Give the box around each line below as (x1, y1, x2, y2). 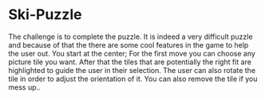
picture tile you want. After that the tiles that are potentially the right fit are (8, 57, 251, 67)
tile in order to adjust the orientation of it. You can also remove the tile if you (8, 74, 258, 83)
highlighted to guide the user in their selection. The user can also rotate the (8, 65, 256, 75)
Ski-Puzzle (8, 6, 82, 24)
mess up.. (8, 82, 42, 92)
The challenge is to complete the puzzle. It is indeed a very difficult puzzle (8, 32, 253, 41)
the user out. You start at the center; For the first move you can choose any (8, 48, 255, 58)
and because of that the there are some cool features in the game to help (8, 40, 249, 49)
